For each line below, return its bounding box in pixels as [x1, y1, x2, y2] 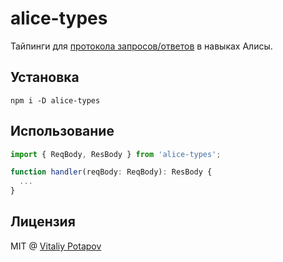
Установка [10, 69, 80, 86]
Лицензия [10, 213, 76, 231]
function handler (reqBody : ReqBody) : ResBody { [10, 167, 213, 177]
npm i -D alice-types [10, 95, 101, 106]
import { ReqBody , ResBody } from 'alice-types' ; [10, 149, 222, 159]
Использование [10, 123, 115, 140]
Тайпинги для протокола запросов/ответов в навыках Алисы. [10, 40, 273, 52]
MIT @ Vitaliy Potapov [10, 240, 102, 252]
